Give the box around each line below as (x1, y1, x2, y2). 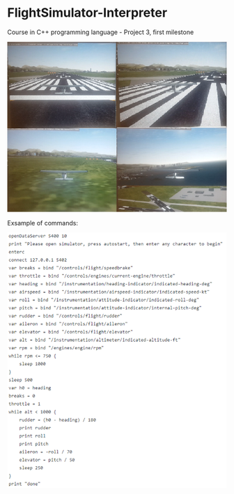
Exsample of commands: (7, 218, 79, 227)
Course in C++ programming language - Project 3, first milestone (7, 28, 194, 36)
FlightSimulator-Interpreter (7, 5, 168, 21)
